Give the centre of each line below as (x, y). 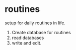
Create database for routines (41, 32)
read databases (28, 38)
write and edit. (27, 43)
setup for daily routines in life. (35, 23)
